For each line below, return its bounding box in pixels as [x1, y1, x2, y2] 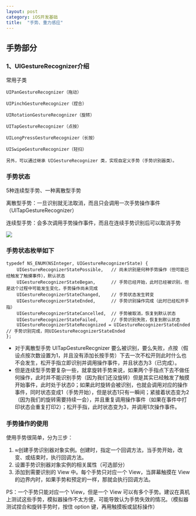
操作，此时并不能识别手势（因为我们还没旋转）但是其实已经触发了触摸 [19, 373, 190, 381]
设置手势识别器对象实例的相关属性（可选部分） [14, 461, 128, 468]
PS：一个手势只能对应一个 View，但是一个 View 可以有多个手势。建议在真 [6, 488, 185, 495]
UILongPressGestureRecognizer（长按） [6, 135, 98, 141]
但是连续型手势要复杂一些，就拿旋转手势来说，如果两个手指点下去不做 [14, 366, 185, 373]
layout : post [6, 8, 38, 15]
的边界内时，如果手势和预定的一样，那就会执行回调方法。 [14, 475, 154, 483]
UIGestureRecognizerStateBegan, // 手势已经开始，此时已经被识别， [16, 279, 185, 285]
